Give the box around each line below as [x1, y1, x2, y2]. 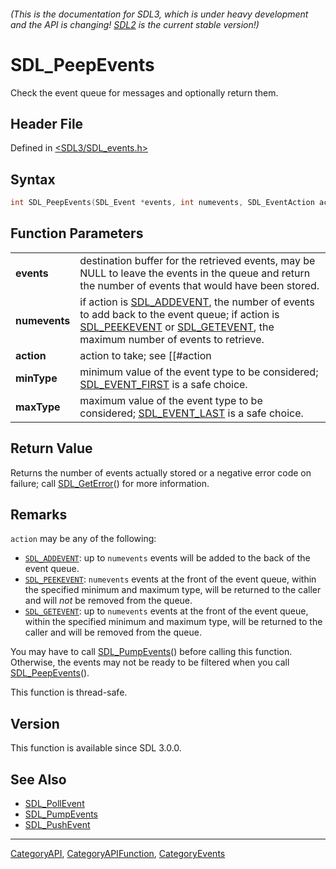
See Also [10, 771, 67, 788]
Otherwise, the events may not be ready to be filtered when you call [10, 656, 290, 669]
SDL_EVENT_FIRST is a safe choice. [79, 377, 248, 391]
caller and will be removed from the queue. [24, 626, 202, 639]
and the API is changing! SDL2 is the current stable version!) [10, 18, 260, 30]
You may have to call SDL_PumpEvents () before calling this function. [10, 646, 293, 658]
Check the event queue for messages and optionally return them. [10, 86, 279, 99]
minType [15, 371, 58, 385]
